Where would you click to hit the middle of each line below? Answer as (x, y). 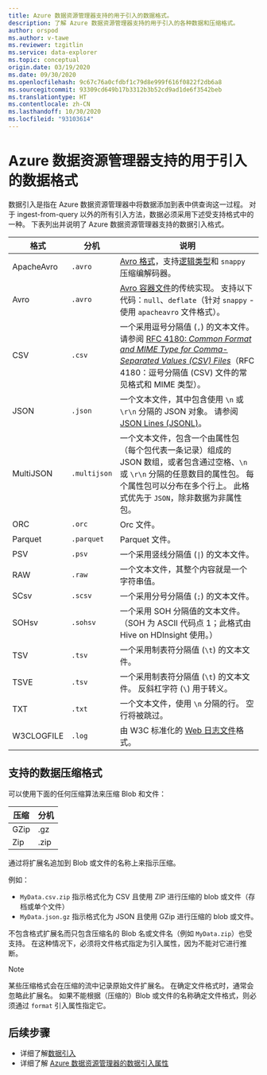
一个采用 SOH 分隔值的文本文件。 (182, 611)
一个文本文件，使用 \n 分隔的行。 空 (187, 703)
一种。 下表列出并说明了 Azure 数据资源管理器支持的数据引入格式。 (118, 224)
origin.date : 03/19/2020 (49, 68)
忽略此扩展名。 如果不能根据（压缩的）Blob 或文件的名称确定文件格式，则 (129, 995)
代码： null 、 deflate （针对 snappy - (187, 300)
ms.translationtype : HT (48, 97)
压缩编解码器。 (148, 273)
